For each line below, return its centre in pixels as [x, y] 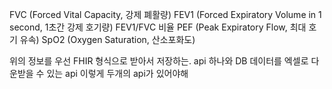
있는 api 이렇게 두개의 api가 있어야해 [117, 73]
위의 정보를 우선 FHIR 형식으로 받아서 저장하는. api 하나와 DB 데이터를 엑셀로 [159, 61]
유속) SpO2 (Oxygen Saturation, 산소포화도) [107, 39]
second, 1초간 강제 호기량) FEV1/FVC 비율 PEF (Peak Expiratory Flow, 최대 [158, 27]
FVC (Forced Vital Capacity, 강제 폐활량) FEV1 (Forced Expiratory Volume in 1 [165, 14]
